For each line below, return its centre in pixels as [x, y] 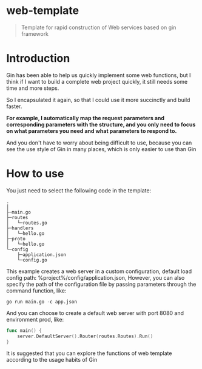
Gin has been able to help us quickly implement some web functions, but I [99, 75]
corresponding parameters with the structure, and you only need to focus [101, 124]
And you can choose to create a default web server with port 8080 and [95, 313]
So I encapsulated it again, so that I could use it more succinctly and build [98, 100]
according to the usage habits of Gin [52, 360]
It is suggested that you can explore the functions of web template [89, 353]
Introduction [38, 59]
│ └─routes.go [27, 223]
